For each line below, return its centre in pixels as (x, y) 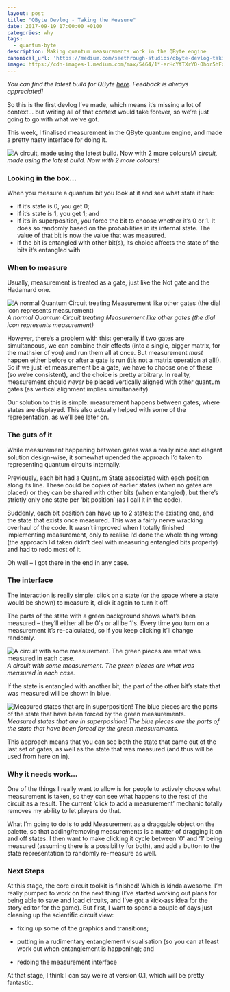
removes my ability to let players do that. (64, 811)
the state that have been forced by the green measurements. (93, 728)
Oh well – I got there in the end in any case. (68, 562)
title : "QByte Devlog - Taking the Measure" (72, 20)
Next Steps (26, 871)
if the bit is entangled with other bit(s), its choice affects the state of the (118, 242)
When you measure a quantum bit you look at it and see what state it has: (111, 193)
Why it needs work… (42, 774)
